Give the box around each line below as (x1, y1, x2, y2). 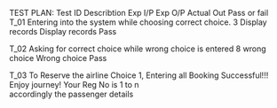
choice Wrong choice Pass (9, 53, 107, 63)
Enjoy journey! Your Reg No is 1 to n (9, 80, 139, 89)
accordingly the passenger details (9, 89, 134, 99)
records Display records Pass (9, 27, 117, 36)
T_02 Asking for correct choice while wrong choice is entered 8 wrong (9, 43, 266, 54)
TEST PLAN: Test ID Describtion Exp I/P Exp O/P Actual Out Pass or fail (9, 8, 269, 18)
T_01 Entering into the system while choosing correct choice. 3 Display (9, 17, 268, 27)
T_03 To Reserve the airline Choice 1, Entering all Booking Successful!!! (9, 70, 269, 81)
